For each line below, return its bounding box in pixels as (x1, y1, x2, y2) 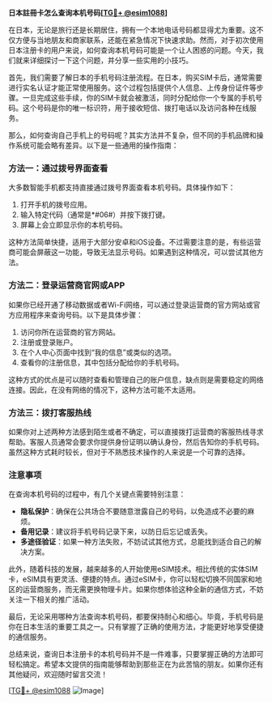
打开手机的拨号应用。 (19, 200, 91, 210)
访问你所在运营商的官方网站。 (19, 327, 120, 337)
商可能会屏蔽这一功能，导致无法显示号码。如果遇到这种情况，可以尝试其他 (8, 247, 257, 258)
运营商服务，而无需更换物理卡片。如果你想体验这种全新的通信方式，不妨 (22, 585, 264, 594)
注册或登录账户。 (19, 337, 78, 347)
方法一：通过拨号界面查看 (8, 162, 108, 173)
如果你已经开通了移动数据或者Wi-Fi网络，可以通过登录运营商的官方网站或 (8, 300, 253, 309)
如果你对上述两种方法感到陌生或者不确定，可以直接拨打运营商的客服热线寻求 (8, 427, 264, 437)
